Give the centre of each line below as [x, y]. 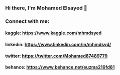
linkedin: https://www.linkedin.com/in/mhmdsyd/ [58, 45]
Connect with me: [27, 21]
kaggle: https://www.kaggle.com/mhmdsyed [53, 33]
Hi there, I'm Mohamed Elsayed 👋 [46, 8]
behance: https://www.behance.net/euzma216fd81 [60, 67]
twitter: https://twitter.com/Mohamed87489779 [56, 56]
